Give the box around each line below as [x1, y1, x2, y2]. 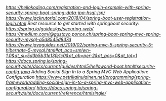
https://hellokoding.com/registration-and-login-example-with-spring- [6, 5, 151, 10]
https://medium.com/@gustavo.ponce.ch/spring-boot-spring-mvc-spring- [6, 31, 161, 37]
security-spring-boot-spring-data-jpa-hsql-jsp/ [6, 10, 105, 16]
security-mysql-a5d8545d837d [6, 36, 71, 42]
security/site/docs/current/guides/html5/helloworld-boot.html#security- [6, 63, 156, 69]
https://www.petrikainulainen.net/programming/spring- [35, 74, 151, 80]
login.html [6, 20, 27, 26]
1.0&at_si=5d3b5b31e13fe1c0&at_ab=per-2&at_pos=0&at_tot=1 [6, 53, 137, 59]
